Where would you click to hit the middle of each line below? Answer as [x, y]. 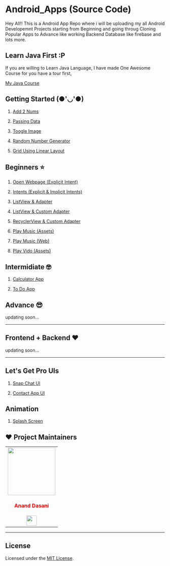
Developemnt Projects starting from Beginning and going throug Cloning [80, 28]
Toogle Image [27, 131]
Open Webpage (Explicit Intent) [45, 182]
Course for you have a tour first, [38, 73]
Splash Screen [28, 421]
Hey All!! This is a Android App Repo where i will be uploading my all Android [85, 23]
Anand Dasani [32, 506]
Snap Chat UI [26, 383]
